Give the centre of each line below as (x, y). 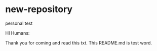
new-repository (39, 9)
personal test (19, 23)
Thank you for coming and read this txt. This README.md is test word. (79, 43)
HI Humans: (17, 33)
